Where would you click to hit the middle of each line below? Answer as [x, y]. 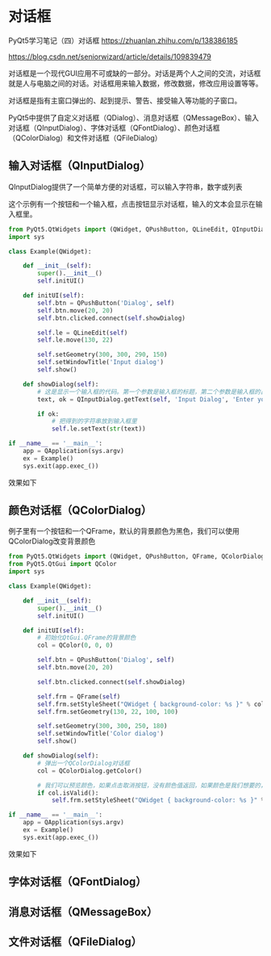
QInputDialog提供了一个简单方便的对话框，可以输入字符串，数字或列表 [125, 187]
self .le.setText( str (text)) [99, 429]
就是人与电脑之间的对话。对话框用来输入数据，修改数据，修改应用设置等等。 [135, 83]
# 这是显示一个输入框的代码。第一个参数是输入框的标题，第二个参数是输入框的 [149, 392]
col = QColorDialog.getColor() [90, 771]
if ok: [48, 414]
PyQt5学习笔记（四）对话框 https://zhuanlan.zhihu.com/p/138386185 [123, 40]
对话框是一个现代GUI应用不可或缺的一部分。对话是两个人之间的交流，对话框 [135, 73]
